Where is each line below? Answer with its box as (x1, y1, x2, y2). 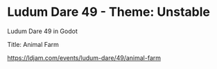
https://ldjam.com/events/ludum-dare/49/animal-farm (7, 53, 162, 62)
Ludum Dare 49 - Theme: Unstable (7, 4, 210, 20)
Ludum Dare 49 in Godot (7, 27, 78, 35)
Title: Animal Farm (7, 40, 59, 48)
